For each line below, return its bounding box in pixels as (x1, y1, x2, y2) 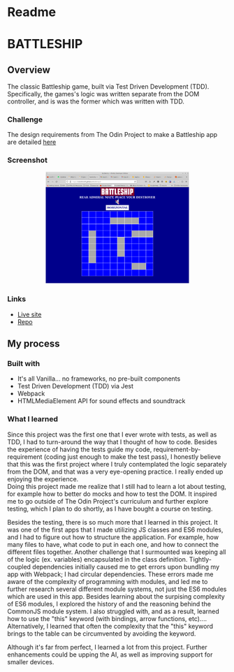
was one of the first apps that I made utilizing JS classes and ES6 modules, (7, 525, 224, 534)
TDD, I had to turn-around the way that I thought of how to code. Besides (7, 437, 218, 446)
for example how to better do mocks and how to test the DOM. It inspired (7, 490, 217, 498)
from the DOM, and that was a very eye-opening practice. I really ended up (7, 467, 224, 476)
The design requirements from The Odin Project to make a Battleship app (7, 131, 218, 139)
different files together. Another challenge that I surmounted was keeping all (7, 548, 226, 556)
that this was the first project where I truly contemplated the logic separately (7, 460, 227, 468)
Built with (7, 359, 41, 368)
